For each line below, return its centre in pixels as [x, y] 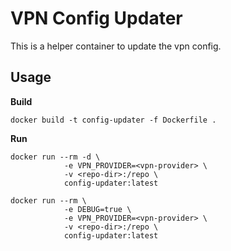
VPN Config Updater [96, 18]
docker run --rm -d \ [55, 157]
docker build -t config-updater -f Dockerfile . [113, 120]
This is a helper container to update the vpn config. [116, 46]
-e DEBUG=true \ [97, 209]
